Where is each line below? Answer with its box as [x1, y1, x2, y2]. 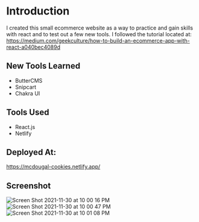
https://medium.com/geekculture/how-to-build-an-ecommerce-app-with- [6, 37, 190, 44]
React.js [14, 123, 36, 130]
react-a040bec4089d [6, 43, 61, 51]
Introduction [6, 4, 70, 18]
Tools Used [6, 107, 49, 118]
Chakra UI [14, 89, 40, 97]
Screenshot [6, 180, 51, 191]
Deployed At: [6, 147, 56, 157]
